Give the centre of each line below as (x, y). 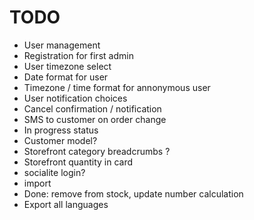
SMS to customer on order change (95, 119)
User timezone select (67, 66)
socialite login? (54, 172)
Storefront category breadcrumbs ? (97, 151)
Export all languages (66, 204)
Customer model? (60, 140)
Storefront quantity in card (78, 162)
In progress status (61, 130)
